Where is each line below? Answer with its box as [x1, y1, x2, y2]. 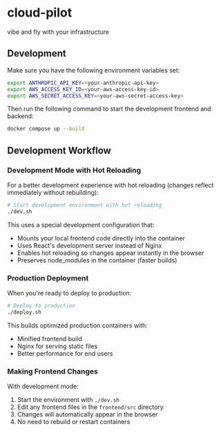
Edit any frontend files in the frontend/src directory [17, 403, 164, 412]
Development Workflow [7, 144, 112, 156]
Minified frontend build [17, 334, 83, 343]
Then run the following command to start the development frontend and [7, 105, 212, 113]
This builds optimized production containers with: [7, 321, 148, 329]
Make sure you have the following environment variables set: [7, 66, 180, 74]
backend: [7, 112, 34, 120]
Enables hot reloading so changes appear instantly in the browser [17, 249, 204, 257]
